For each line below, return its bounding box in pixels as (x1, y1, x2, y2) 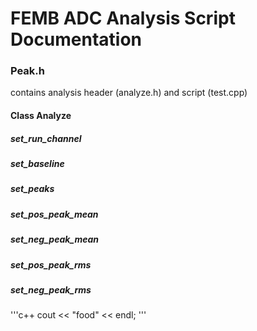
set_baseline (10, 158, 65, 170)
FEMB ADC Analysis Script (10, 7, 236, 30)
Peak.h (10, 64, 46, 78)
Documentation (10, 28, 143, 51)
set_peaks (10, 183, 55, 195)
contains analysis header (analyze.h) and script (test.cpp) (10, 87, 248, 99)
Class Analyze (10, 110, 72, 122)
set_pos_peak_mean (10, 208, 99, 220)
